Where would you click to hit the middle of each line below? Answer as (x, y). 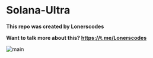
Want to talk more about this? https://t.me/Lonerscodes (76, 37)
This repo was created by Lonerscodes (55, 26)
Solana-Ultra (38, 10)
